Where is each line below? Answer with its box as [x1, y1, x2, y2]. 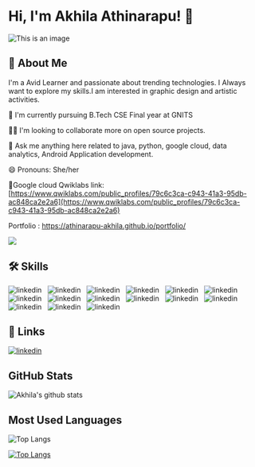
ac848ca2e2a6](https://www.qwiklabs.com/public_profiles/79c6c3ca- [8, 197, 241, 206]
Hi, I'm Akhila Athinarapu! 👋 [8, 7, 194, 25]
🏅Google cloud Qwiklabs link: [8, 180, 105, 189]
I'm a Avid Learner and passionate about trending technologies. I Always [8, 77, 246, 87]
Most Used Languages [8, 413, 122, 426]
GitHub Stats [8, 369, 73, 383]
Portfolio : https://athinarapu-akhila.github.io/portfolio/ [8, 220, 186, 230]
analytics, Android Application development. [8, 149, 154, 158]
